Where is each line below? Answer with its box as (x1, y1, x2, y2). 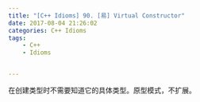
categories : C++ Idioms (8, 26, 87, 34)
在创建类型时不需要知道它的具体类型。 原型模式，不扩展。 (8, 85, 196, 95)
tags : (8, 33, 26, 42)
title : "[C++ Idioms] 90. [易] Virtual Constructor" (8, 11, 185, 20)
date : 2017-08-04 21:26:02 (8, 19, 98, 27)
